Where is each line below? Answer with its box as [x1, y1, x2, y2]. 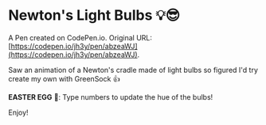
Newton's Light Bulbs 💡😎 [8, 6, 181, 25]
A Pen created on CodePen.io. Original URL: [8, 32, 153, 42]
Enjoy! [8, 108, 29, 117]
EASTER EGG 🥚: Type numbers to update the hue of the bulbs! [8, 92, 213, 101]
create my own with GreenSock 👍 [8, 74, 121, 83]
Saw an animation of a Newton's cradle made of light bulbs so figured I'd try [8, 65, 259, 74]
